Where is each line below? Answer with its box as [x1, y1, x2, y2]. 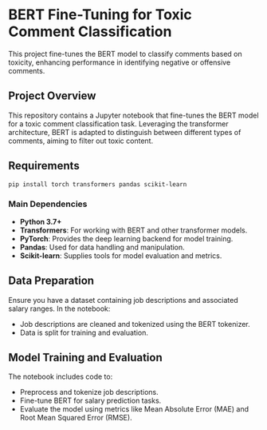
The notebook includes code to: [8, 372, 113, 381]
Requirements [8, 159, 80, 173]
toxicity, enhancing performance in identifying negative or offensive [8, 58, 231, 67]
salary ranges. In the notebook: [8, 304, 111, 313]
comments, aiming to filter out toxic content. [8, 136, 154, 145]
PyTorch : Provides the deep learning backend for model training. [19, 233, 234, 243]
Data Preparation [8, 274, 94, 288]
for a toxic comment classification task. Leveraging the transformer [8, 118, 229, 129]
